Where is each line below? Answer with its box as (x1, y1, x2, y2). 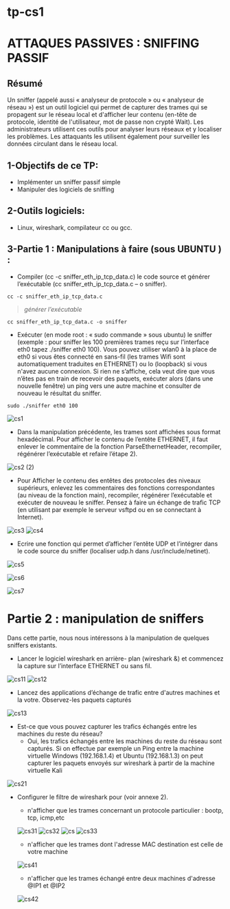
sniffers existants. (7, 641, 58, 649)
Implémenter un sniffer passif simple (16, 178, 121, 186)
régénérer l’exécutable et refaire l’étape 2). (16, 449, 138, 458)
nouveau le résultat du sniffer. (16, 389, 102, 397)
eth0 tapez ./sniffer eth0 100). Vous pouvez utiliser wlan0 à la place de (16, 345, 218, 353)
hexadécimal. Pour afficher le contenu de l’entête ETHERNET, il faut (16, 435, 208, 443)
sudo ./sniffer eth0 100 (7, 402, 78, 409)
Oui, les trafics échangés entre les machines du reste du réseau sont (27, 737, 222, 745)
